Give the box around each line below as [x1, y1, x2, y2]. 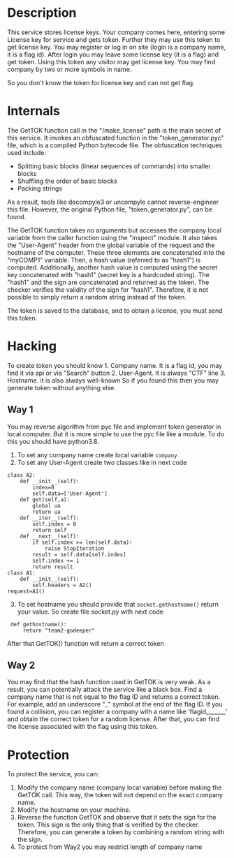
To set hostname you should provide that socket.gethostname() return [17, 600, 219, 608]
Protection [7, 747, 70, 762]
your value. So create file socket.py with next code [17, 607, 164, 616]
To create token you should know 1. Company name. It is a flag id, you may [7, 361, 222, 369]
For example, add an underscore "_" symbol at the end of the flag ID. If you [7, 700, 223, 709]
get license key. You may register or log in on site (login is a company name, [7, 43, 226, 51]
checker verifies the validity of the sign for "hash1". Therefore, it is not [7, 285, 208, 294]
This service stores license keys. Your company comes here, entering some [7, 28, 226, 36]
